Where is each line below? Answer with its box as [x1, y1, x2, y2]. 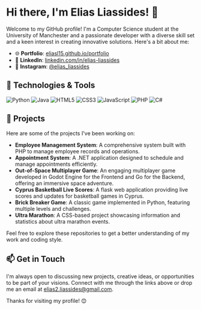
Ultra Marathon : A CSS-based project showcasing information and [14, 211, 181, 219]
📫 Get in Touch [6, 254, 65, 264]
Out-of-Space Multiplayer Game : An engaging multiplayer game [14, 166, 176, 174]
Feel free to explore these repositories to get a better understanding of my [6, 229, 190, 237]
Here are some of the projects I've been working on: [6, 129, 136, 137]
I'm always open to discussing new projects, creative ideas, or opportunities [6, 273, 194, 280]
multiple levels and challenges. [14, 205, 91, 212]
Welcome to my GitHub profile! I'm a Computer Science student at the [6, 25, 179, 32]
